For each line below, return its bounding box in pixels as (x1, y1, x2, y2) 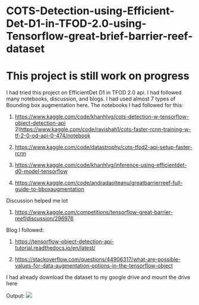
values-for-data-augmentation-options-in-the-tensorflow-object (14, 262, 173, 269)
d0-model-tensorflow (14, 168, 68, 175)
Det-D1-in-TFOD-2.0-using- (6, 17, 147, 30)
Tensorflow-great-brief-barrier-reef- (6, 30, 193, 43)
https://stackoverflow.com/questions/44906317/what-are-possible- (14, 256, 181, 263)
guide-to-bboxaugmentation (14, 185, 84, 193)
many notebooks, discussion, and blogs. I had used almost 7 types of (6, 95, 176, 102)
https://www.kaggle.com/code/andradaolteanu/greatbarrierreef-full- (14, 180, 183, 187)
